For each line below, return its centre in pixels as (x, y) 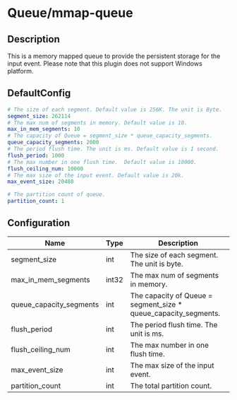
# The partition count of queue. (56, 195)
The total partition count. (171, 385)
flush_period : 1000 (36, 155)
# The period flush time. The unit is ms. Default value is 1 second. (113, 149)
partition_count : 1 (36, 201)
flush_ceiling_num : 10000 (45, 169)
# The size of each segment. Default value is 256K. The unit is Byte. (115, 110)
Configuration (39, 223)
